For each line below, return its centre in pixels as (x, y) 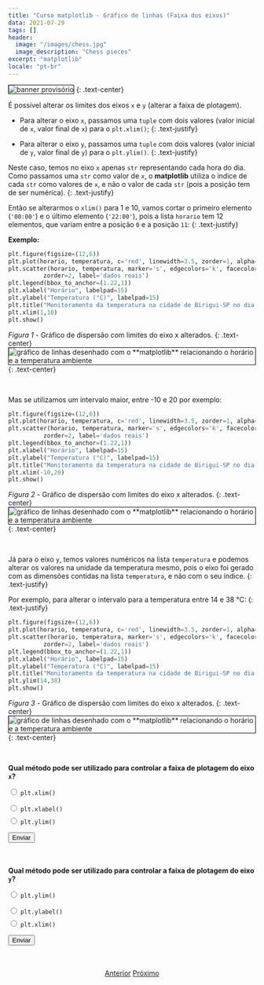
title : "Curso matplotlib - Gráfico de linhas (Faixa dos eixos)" (119, 15)
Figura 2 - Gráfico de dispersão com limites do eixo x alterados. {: (115, 495)
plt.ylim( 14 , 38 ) (35, 681)
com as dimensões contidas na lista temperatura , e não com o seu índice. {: (130, 576)
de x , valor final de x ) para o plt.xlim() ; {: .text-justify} (108, 128)
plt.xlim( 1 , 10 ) (33, 312)
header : (21, 37)
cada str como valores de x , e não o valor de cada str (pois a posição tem (129, 184)
